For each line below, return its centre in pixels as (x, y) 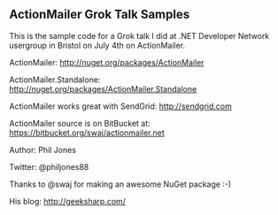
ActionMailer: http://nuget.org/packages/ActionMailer (107, 62)
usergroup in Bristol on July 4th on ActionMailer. (97, 45)
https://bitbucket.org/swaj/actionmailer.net (87, 133)
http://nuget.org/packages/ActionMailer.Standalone (103, 88)
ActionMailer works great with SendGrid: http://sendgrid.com (120, 106)
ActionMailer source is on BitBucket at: (80, 123)
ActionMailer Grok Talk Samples (100, 15)
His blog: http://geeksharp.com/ (68, 201)
